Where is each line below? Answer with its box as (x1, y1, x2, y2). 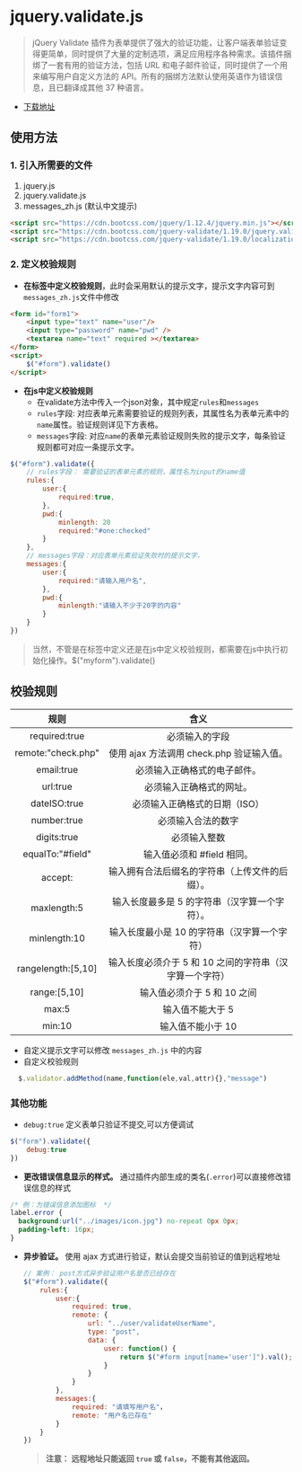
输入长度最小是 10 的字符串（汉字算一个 (108, 926, 279, 938)
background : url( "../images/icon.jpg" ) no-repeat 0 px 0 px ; (18, 1217, 240, 1226)
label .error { (10, 1209, 64, 1218)
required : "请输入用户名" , (57, 576, 147, 585)
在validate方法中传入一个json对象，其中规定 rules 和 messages (36, 396, 259, 407)
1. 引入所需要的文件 (10, 159, 93, 172)
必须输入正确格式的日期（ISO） (132, 797, 264, 810)
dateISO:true (30, 797, 84, 810)
